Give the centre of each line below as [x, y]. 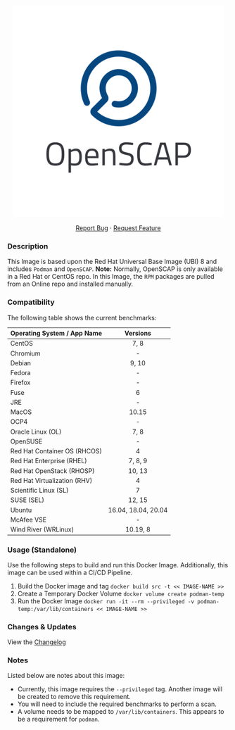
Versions [138, 333]
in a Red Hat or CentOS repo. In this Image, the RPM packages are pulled [111, 277]
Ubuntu [21, 510]
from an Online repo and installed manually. [70, 284]
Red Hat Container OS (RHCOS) [56, 451]
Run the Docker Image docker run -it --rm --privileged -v [106, 601]
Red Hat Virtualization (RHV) [51, 480]
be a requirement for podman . [58, 719]
